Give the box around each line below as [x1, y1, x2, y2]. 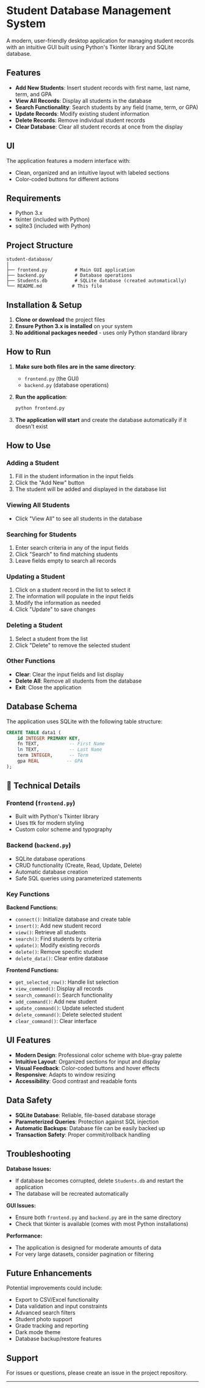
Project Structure [6, 240, 73, 250]
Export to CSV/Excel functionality [15, 1296, 99, 1304]
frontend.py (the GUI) [24, 375, 79, 382]
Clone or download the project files [15, 316, 106, 323]
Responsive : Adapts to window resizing [15, 1071, 116, 1078]
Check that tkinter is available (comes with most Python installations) [15, 1220, 189, 1228]
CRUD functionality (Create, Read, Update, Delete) [15, 861, 142, 869]
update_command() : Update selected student [15, 1005, 124, 1012]
